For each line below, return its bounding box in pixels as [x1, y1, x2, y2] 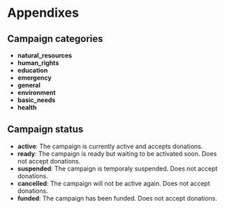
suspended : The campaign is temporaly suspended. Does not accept [17, 164, 218, 173]
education [17, 66, 48, 74]
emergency [17, 73, 52, 82]
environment [17, 89, 56, 96]
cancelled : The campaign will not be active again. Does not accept [17, 179, 210, 187]
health [17, 103, 37, 111]
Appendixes [7, 5, 79, 21]
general [17, 81, 41, 89]
